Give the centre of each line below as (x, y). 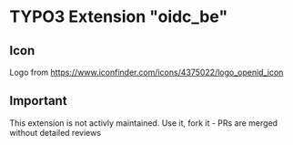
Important (38, 101)
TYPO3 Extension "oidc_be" (119, 17)
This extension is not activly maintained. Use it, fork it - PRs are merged (144, 123)
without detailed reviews (56, 132)
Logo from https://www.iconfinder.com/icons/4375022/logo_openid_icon (146, 72)
